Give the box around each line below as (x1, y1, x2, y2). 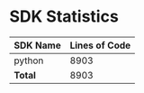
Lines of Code (69, 39, 131, 51)
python (13, 54, 44, 67)
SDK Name (13, 39, 61, 51)
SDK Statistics (9, 6, 119, 27)
